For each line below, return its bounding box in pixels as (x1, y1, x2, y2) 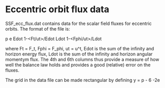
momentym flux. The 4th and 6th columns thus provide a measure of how (5, 56, 159, 62)
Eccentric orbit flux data (5, 4, 110, 15)
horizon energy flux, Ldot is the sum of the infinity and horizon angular (5, 51, 153, 57)
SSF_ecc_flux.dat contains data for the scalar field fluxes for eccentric (5, 20, 152, 26)
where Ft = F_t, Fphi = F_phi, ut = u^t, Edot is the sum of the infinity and (5, 45, 154, 51)
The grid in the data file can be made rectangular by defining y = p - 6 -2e (5, 77, 160, 83)
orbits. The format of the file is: (5, 25, 70, 32)
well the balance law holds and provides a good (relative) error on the (5, 62, 151, 68)
